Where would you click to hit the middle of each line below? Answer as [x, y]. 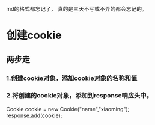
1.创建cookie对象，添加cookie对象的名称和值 [72, 78]
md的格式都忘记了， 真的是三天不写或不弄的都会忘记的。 [77, 9]
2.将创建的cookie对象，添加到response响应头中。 [80, 96]
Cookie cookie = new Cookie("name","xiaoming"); [68, 109]
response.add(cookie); [34, 115]
